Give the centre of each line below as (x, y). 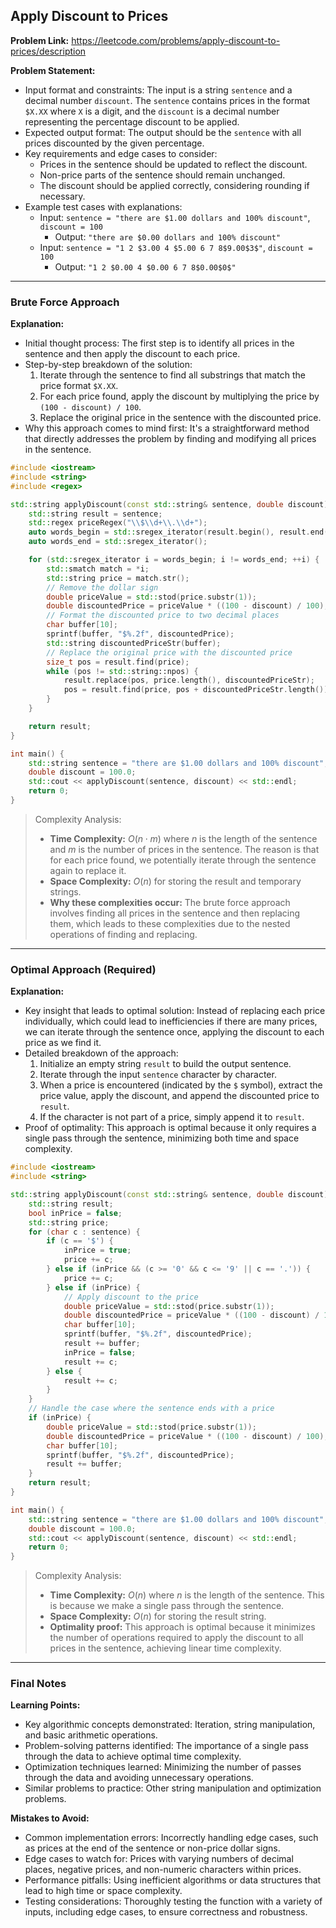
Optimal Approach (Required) (83, 969)
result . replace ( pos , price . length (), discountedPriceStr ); (189, 680)
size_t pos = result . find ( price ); (118, 662)
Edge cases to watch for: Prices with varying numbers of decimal (159, 1859)
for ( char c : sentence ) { (84, 1232)
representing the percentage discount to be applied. (132, 121)
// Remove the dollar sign (102, 587)
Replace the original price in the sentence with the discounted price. (180, 418)
